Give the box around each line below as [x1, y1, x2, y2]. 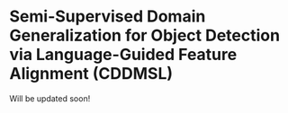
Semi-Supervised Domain [9, 6, 206, 27]
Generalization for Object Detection [9, 25, 281, 46]
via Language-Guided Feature [9, 45, 238, 65]
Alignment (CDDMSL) [9, 64, 174, 84]
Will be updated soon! [9, 92, 91, 104]
